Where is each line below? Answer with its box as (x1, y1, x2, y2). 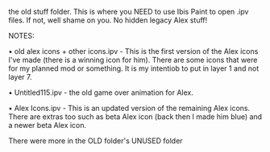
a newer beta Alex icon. (8, 121, 87, 129)
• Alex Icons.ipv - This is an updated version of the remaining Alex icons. (8, 104, 251, 113)
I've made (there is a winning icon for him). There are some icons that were (8, 55, 258, 64)
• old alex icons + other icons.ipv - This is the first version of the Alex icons (8, 47, 259, 55)
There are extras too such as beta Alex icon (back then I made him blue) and (8, 112, 263, 121)
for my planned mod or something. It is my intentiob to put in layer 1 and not (8, 64, 260, 73)
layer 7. (8, 72, 32, 81)
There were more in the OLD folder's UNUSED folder (8, 136, 183, 146)
